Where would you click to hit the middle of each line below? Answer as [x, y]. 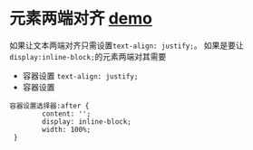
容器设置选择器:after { [49, 106]
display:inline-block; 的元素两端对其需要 [88, 56]
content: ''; [67, 114]
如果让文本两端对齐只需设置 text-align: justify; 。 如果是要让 [127, 45]
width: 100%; [67, 129]
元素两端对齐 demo [81, 19]
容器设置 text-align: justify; [80, 75]
